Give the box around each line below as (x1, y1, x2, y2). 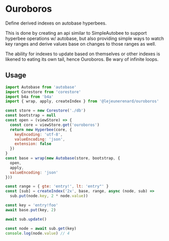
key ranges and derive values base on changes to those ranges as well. (5, 40, 156, 47)
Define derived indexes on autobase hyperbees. (5, 20, 107, 26)
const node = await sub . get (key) (5, 226, 77, 231)
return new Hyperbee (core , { (10, 127, 72, 132)
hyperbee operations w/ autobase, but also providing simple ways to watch (5, 35, 164, 41)
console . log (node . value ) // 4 (5, 231, 70, 236)
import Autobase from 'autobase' (5, 84, 77, 90)
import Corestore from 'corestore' (5, 89, 81, 95)
